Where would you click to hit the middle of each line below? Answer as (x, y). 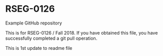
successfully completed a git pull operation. (51, 38)
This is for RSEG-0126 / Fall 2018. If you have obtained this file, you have (82, 33)
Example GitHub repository (34, 23)
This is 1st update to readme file (39, 48)
